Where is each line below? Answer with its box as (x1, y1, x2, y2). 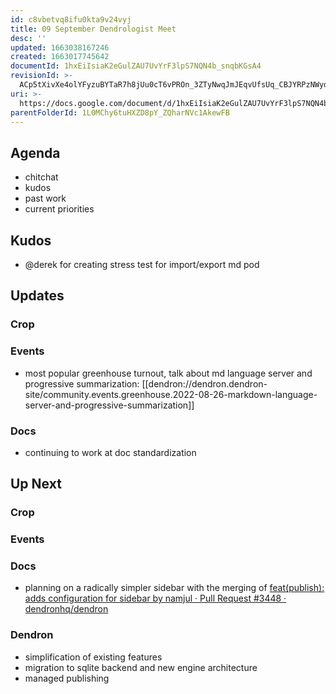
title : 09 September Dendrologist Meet (10, 24, 177, 34)
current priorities (24, 203, 95, 215)
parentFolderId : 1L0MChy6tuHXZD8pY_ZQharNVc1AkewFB (10, 107, 230, 118)
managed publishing (24, 672, 110, 684)
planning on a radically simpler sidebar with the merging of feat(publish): (24, 582, 325, 594)
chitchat (24, 171, 59, 183)
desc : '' (10, 33, 47, 43)
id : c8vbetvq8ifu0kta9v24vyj (10, 14, 132, 25)
